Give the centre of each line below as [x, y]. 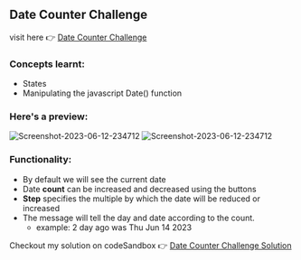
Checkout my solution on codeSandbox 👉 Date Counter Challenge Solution [150, 245]
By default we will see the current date [94, 179]
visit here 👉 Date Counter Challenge [78, 37]
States [34, 84]
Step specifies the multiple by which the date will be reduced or [141, 199]
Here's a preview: [49, 116]
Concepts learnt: [47, 64]
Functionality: [41, 160]
